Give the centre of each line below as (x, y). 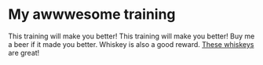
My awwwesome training (92, 14)
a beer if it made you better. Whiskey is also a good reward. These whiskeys (131, 44)
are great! (24, 52)
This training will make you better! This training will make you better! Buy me (131, 36)
